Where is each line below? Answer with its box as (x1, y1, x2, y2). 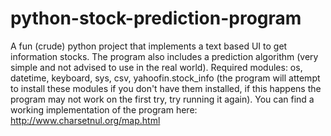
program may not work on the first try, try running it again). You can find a (10, 93, 315, 105)
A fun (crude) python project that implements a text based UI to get (10, 40, 288, 52)
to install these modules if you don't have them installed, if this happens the (10, 82, 322, 94)
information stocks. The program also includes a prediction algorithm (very (10, 50, 319, 62)
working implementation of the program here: (10, 103, 198, 116)
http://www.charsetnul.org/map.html (10, 114, 161, 126)
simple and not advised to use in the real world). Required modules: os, (10, 61, 303, 73)
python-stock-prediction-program (10, 7, 302, 30)
